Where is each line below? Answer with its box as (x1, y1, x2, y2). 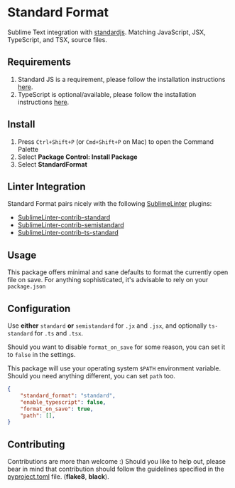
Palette (17, 145, 39, 153)
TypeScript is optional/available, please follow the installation (17, 90, 197, 98)
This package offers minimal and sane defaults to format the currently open (7, 268, 229, 276)
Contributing (7, 438, 65, 450)
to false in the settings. (7, 351, 76, 358)
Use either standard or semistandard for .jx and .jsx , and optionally (7, 321, 207, 330)
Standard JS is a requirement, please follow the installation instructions (17, 75, 226, 83)
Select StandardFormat (17, 160, 87, 168)
